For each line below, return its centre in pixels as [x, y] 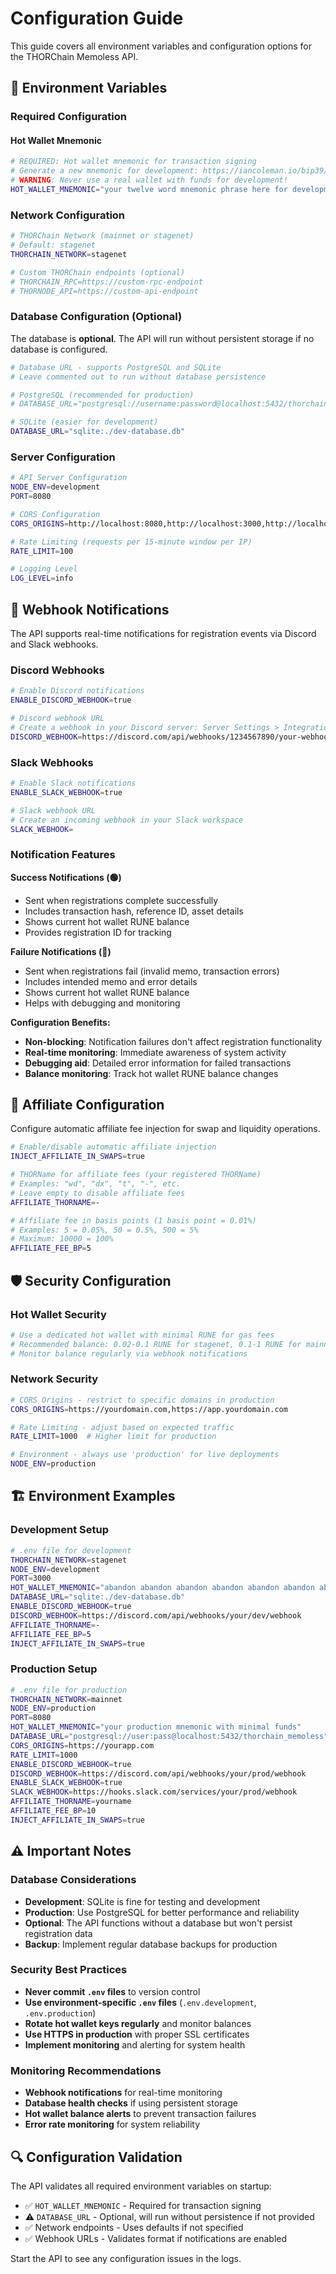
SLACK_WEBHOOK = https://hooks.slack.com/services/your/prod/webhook [154, 1792]
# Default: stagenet [53, 245]
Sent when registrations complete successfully [121, 900]
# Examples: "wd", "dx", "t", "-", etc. [96, 1184]
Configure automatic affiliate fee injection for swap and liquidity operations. [165, 1129]
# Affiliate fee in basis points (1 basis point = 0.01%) [133, 1220]
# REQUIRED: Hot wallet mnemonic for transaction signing [133, 162]
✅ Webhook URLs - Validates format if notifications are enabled [156, 2238]
